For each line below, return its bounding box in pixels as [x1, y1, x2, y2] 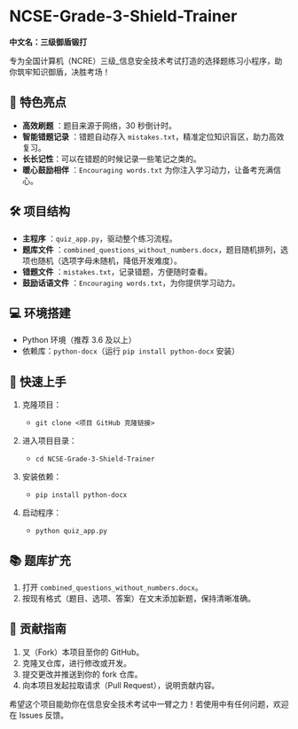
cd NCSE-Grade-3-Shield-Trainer [35, 454, 155, 464]
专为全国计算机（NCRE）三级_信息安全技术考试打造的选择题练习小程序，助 [9, 55, 283, 66]
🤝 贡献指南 [9, 622, 67, 637]
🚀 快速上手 [9, 374, 67, 389]
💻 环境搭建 [9, 306, 71, 321]
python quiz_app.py [35, 527, 108, 536]
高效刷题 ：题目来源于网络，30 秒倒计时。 [21, 120, 177, 130]
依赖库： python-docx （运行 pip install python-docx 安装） [21, 345, 240, 356]
